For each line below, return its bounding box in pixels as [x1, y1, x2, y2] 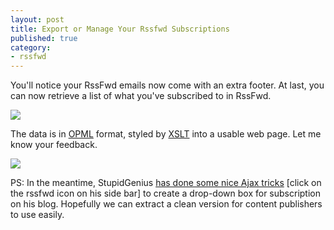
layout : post [10, 14, 65, 25]
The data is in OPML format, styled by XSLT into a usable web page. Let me [10, 128, 322, 140]
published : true [10, 33, 78, 43]
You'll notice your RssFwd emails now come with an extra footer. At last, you [10, 79, 325, 91]
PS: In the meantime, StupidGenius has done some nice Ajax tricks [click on [10, 177, 322, 189]
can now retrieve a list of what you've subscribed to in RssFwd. [10, 90, 272, 102]
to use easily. [10, 209, 65, 221]
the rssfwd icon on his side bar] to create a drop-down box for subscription [10, 187, 321, 200]
